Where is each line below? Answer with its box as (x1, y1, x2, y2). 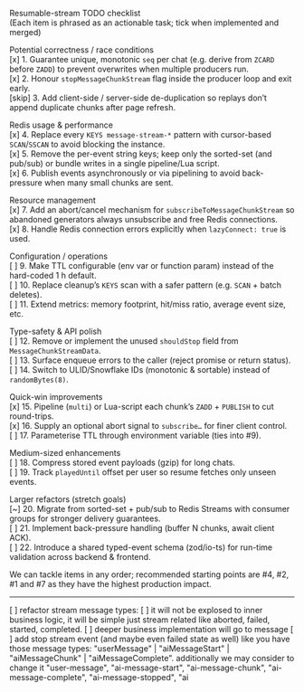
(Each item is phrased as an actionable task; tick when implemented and (9, 17, 279, 28)
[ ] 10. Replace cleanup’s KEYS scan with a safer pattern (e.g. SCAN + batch (9, 280, 282, 290)
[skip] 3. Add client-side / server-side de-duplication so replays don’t (9, 92, 267, 103)
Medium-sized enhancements (9, 448, 121, 458)
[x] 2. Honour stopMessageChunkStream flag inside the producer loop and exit (9, 73, 292, 84)
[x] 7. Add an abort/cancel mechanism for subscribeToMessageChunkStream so (9, 204, 295, 215)
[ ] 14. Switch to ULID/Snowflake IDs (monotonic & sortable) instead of (9, 365, 271, 374)
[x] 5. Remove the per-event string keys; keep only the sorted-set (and (9, 148, 273, 159)
